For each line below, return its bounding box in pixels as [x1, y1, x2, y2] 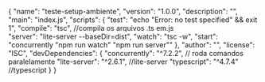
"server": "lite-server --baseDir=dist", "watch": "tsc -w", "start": [8, 32, 219, 41]
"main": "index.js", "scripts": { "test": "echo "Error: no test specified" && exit [8, 15, 258, 24]
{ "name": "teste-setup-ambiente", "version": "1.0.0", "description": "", [8, 7, 239, 16]
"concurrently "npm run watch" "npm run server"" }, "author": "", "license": [8, 40, 255, 50]
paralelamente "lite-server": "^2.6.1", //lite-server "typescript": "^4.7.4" [8, 57, 239, 66]
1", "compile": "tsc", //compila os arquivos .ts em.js [8, 24, 174, 32]
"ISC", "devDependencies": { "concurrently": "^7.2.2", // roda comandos [8, 49, 244, 58]
